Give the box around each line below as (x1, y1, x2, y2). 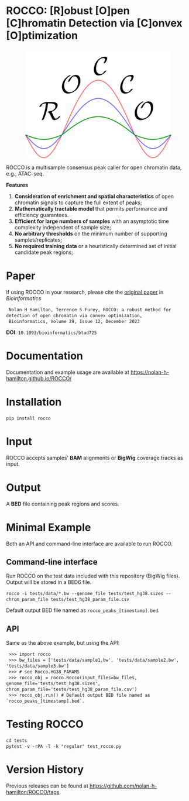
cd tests (6, 738, 28, 744)
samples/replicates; (14, 236, 63, 243)
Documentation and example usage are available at (6, 369, 130, 376)
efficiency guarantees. (14, 211, 69, 218)
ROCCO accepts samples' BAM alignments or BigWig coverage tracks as (6, 454, 183, 461)
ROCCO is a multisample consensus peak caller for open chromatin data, (6, 164, 182, 171)
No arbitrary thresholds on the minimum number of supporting (14, 230, 168, 237)
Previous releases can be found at (6, 782, 89, 789)
